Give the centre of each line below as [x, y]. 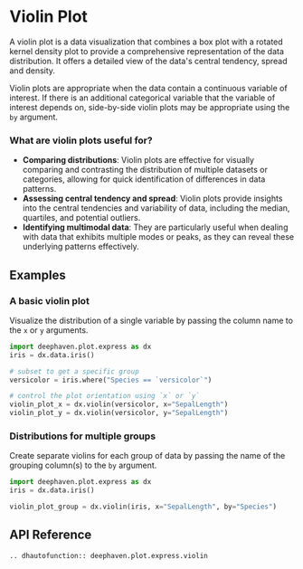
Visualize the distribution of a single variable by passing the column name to [151, 320]
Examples [38, 275]
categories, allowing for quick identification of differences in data [144, 179]
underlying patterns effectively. [81, 247]
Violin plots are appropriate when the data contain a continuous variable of [148, 88]
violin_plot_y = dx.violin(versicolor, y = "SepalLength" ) [119, 413]
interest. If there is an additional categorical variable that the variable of [142, 98]
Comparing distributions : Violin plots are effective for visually [138, 160]
